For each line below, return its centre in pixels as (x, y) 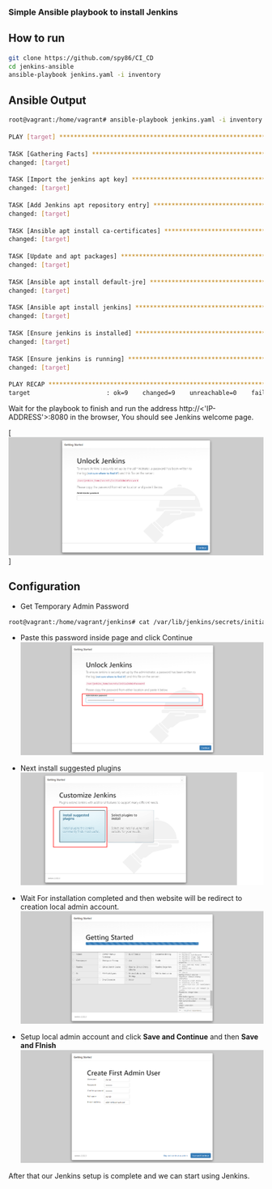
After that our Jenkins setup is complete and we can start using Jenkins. (129, 1175)
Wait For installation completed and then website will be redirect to (131, 898)
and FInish (38, 1045)
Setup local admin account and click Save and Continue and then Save (139, 1036)
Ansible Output (47, 100)
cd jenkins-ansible (41, 66)
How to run (37, 38)
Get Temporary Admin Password (74, 606)
